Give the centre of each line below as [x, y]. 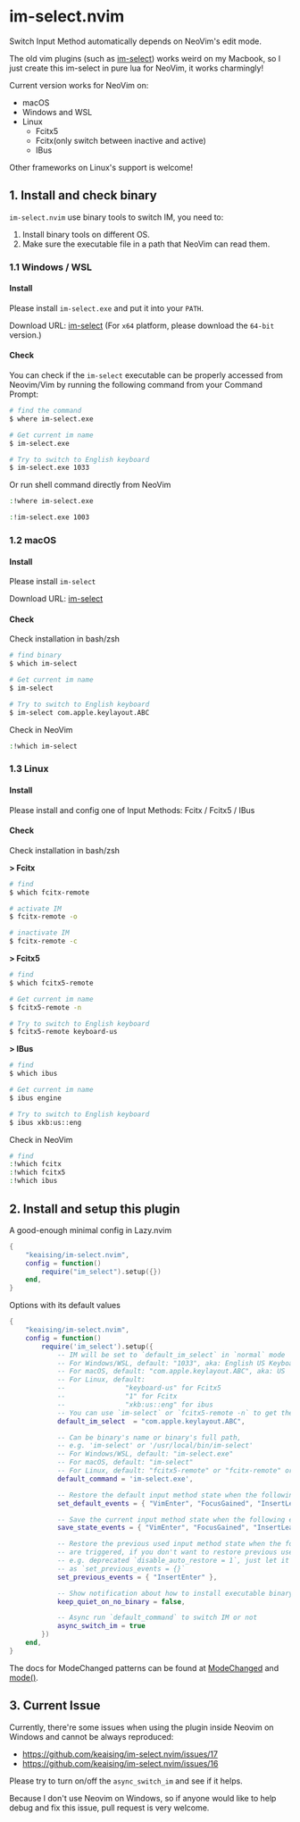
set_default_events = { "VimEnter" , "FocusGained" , [155, 1503]
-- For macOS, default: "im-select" [125, 1463]
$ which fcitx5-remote [51, 983]
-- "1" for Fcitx [117, 1397]
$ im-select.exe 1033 [50, 468]
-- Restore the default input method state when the [157, 1495]
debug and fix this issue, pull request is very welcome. [109, 1808]
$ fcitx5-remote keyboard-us [63, 1032]
